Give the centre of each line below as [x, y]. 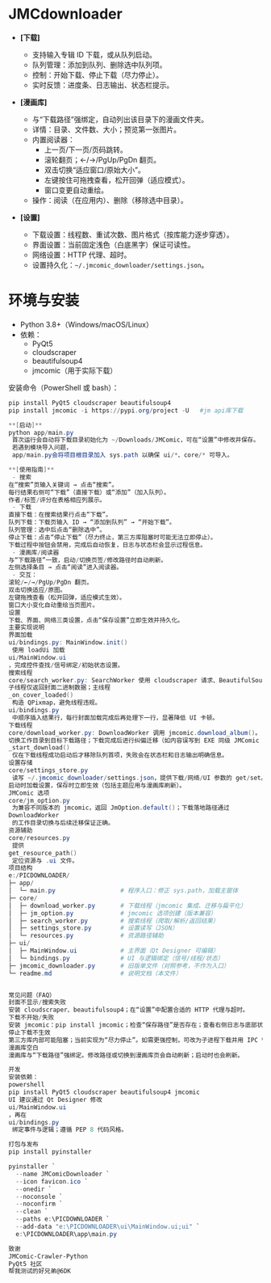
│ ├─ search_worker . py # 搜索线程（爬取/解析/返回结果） [114, 921]
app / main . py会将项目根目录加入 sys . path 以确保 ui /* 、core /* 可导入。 [123, 455]
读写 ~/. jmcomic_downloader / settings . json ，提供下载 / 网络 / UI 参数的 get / [131, 778]
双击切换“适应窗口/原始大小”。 [94, 170]
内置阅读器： [53, 139]
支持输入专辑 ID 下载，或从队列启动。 [94, 54]
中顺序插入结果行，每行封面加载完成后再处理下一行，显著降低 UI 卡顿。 [115, 717]
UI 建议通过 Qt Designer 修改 [55, 1099]
